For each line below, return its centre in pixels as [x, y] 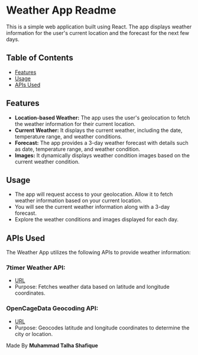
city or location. [34, 334]
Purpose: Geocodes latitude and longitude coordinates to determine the [102, 327]
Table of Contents [40, 58]
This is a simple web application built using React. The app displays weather [99, 27]
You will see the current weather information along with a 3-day [92, 207]
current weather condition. [47, 162]
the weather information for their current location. [75, 124]
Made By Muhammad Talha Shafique [52, 345]
